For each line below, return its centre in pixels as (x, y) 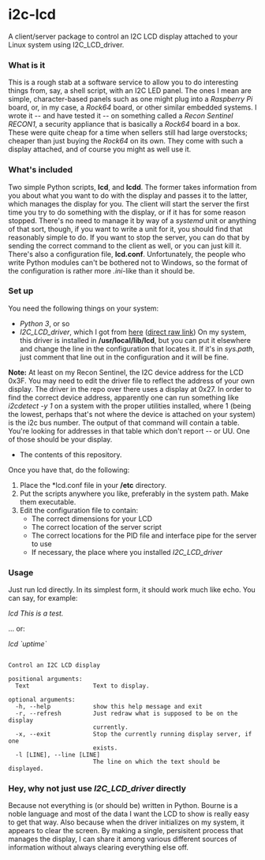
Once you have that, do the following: (69, 470)
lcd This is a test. (36, 613)
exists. (105, 748)
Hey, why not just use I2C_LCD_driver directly (97, 788)
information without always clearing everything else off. (99, 847)
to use (42, 544)
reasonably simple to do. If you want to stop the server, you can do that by (129, 237)
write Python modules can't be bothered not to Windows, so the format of (128, 262)
